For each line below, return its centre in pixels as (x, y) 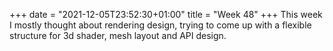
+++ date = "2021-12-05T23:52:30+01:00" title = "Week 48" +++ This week (166, 14)
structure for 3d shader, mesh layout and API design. (118, 35)
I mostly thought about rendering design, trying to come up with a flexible (160, 25)
